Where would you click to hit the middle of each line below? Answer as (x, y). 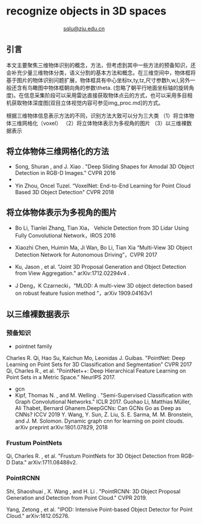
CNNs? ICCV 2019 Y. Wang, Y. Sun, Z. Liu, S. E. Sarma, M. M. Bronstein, (104, 415)
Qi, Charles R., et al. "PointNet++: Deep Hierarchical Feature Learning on (96, 371)
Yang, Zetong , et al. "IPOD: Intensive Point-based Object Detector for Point (99, 509)
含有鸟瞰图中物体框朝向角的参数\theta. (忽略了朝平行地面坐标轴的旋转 (103, 87)
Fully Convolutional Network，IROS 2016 (65, 236)
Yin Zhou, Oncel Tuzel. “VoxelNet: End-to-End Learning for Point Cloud (103, 186)
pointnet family (33, 346)
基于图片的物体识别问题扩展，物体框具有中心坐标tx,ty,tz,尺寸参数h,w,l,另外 (98, 80)
